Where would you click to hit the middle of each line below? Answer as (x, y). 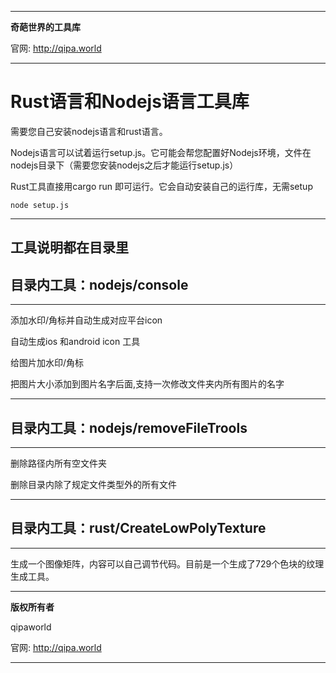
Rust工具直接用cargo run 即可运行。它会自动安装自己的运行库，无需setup (161, 186)
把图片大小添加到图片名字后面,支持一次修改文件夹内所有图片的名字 (147, 384)
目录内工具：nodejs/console (99, 284)
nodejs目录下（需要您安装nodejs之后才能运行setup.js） (124, 165)
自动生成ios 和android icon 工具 (75, 342)
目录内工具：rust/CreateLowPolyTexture (138, 528)
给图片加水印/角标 (47, 363)
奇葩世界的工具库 (45, 27)
